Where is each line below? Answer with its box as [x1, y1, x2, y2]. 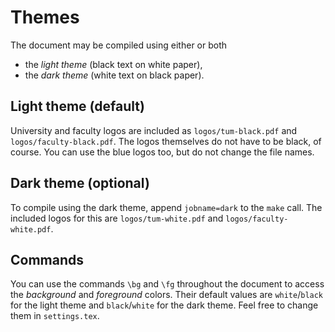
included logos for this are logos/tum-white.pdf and [10, 212, 224, 224]
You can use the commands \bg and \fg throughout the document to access [10, 278, 325, 290]
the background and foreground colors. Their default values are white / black [10, 289, 324, 301]
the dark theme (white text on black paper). [24, 69, 205, 81]
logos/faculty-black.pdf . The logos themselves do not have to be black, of [10, 135, 322, 147]
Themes [10, 6, 80, 29]
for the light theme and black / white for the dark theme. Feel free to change [10, 299, 319, 311]
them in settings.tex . [10, 310, 100, 322]
